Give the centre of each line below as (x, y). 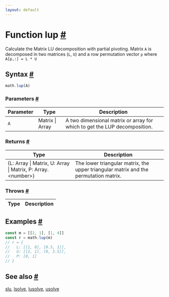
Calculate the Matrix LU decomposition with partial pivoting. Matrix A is (78, 49)
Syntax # (20, 74)
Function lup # (36, 34)
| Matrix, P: (21, 169)
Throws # (17, 191)
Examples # (24, 221)
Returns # (18, 141)
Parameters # (22, 99)
